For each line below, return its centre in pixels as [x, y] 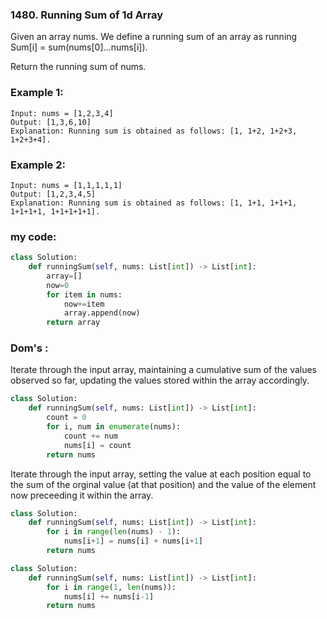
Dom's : [29, 348]
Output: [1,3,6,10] [51, 122]
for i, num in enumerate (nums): [114, 427]
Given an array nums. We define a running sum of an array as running [154, 37]
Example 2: [38, 165]
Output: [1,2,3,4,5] [53, 194]
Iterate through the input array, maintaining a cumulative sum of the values [164, 370]
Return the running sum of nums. [78, 67]
